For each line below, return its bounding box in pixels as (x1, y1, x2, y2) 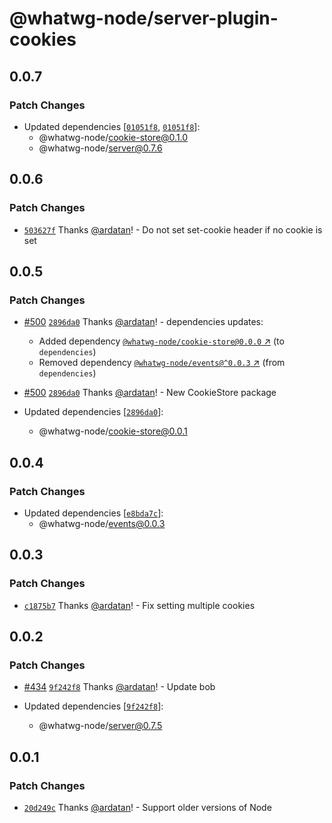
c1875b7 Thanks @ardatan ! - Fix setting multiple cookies (23, 599, 256, 611)
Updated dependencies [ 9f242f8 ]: (23, 700, 164, 712)
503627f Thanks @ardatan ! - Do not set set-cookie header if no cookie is (23, 223, 323, 236)
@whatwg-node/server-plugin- (9, 7, 279, 30)
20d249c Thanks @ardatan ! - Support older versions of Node (23, 802, 272, 813)
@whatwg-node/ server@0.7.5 (38, 720, 163, 732)
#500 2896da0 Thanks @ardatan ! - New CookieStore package (23, 387, 277, 399)
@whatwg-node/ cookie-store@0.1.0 (38, 131, 189, 143)
